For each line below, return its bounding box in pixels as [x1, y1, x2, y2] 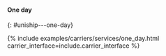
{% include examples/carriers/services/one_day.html [7, 35, 160, 43]
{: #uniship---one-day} [7, 21, 74, 29]
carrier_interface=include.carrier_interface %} [7, 41, 140, 50]
